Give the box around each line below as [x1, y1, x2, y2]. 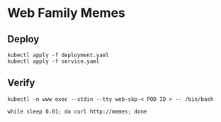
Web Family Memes [7, 5, 126, 21]
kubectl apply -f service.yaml [7, 58, 100, 65]
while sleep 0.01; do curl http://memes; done [7, 108, 147, 115]
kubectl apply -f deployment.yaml [7, 51, 110, 59]
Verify [7, 77, 35, 89]
